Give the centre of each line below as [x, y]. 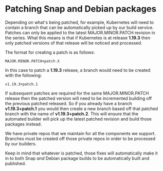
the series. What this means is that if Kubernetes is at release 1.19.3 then [78, 38]
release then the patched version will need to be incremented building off [79, 98]
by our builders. [21, 143]
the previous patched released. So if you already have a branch [69, 103]
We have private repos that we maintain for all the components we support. [80, 133]
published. [16, 163]
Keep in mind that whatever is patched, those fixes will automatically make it [81, 153]
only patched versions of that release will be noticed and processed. [74, 43]
